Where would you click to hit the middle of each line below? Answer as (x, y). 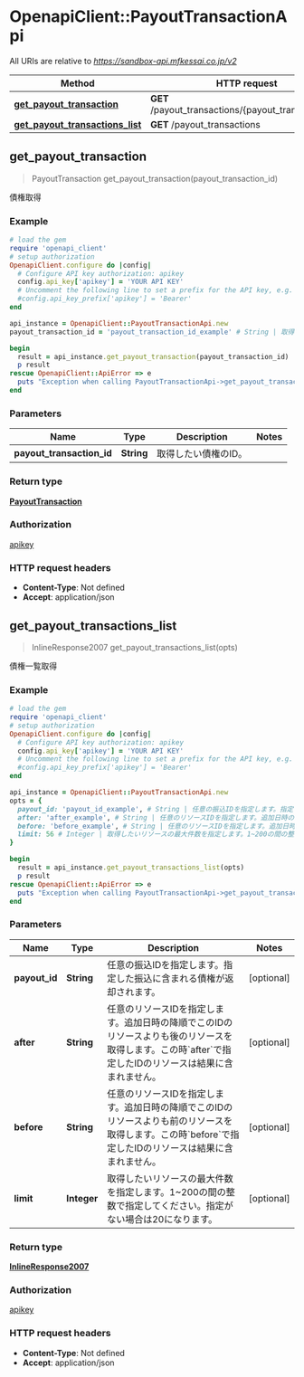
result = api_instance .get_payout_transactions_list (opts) (131, 868)
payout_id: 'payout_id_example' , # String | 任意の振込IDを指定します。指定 (156, 809)
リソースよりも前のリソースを (170, 1121)
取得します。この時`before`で (169, 1135)
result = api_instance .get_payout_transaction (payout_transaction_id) (153, 356)
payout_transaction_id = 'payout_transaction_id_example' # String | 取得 (152, 332)
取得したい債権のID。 (202, 454)
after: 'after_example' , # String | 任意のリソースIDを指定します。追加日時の (156, 817)
